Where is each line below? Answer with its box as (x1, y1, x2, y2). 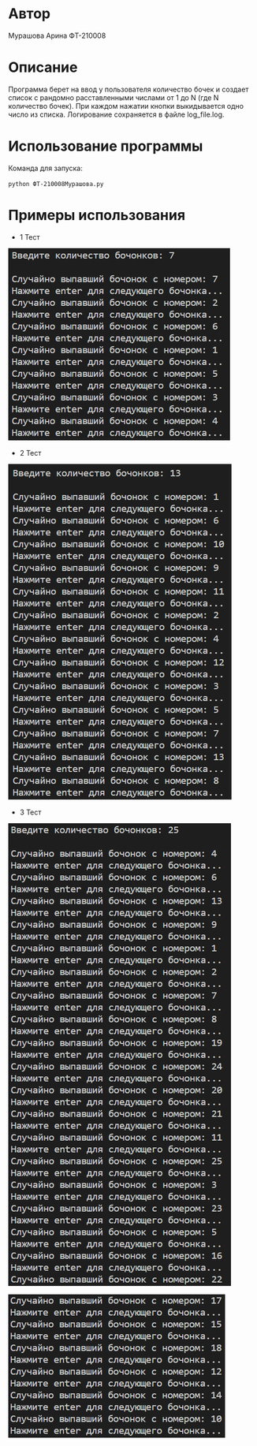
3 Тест (19, 807, 42, 817)
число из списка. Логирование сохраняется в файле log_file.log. (8, 110, 225, 119)
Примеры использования (8, 207, 186, 224)
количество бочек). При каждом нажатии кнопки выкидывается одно (8, 101, 244, 110)
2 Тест (19, 448, 42, 457)
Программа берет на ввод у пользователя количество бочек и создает (8, 84, 249, 94)
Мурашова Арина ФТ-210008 (8, 31, 106, 40)
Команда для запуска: (8, 163, 83, 173)
